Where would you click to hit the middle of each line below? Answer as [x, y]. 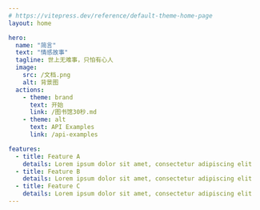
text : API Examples [62, 127]
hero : [17, 38]
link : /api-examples [64, 135]
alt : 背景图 [41, 82]
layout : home [30, 23]
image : [26, 68]
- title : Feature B [48, 172]
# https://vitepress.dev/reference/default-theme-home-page [111, 16]
